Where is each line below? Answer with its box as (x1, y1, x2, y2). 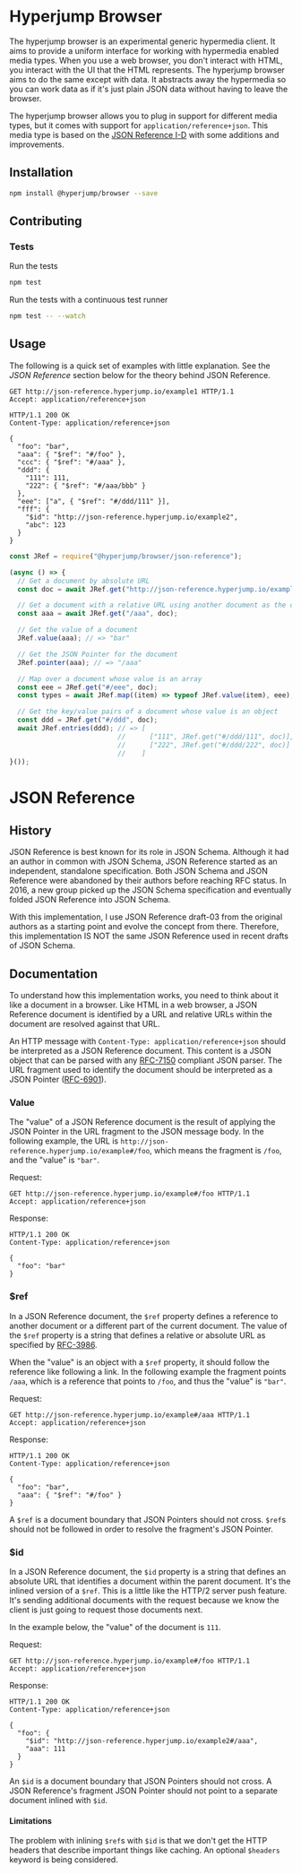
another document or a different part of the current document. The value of (9, 1320, 288, 1331)
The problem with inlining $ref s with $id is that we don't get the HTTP (9, 1835, 268, 1846)
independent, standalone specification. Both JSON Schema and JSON (9, 866, 269, 877)
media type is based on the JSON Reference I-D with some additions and (9, 129, 279, 140)
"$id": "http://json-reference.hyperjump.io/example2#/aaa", (25, 1737, 258, 1746)
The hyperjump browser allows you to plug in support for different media (9, 110, 278, 121)
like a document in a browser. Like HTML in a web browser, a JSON (9, 999, 258, 1010)
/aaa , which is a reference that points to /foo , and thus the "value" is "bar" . (9, 1376, 287, 1386)
